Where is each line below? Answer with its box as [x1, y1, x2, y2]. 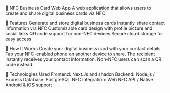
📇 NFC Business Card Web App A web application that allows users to [5, 5, 151, 11]
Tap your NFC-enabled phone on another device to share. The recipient [5, 51, 155, 57]
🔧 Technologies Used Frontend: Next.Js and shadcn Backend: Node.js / [5, 71, 155, 77]
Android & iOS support [5, 82, 52, 88]
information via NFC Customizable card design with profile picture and [5, 25, 153, 31]
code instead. [5, 62, 34, 67]
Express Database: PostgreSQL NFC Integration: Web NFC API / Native [5, 77, 153, 82]
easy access [5, 36, 32, 42]
